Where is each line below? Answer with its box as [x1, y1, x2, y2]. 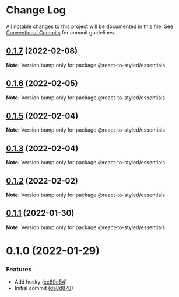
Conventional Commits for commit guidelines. [6, 29, 115, 36]
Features [6, 265, 32, 273]
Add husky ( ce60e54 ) [14, 278, 68, 285]
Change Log [6, 4, 66, 17]
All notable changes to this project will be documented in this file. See [6, 23, 174, 30]
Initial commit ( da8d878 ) [14, 285, 73, 292]
